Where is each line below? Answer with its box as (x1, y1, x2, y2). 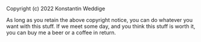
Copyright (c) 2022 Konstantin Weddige (6, 5, 106, 12)
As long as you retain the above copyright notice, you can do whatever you (6, 17, 193, 23)
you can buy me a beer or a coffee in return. (6, 29, 116, 36)
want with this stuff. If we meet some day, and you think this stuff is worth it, (6, 23, 196, 30)
